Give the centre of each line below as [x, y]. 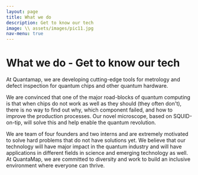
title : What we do [29, 17]
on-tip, [14, 123]
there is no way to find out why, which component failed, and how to [90, 110]
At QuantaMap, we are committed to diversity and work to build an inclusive [98, 159]
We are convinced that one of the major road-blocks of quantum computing [98, 97]
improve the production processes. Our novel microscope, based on [89, 116]
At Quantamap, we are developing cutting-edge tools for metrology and [93, 79]
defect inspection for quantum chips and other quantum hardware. [87, 86]
